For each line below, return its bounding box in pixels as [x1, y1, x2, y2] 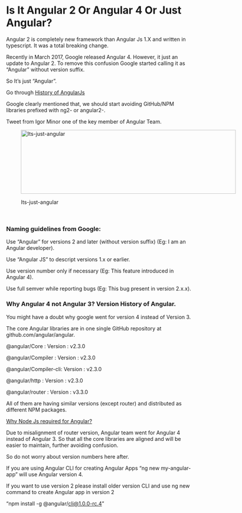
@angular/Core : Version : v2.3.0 [6, 342, 86, 349]
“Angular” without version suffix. [6, 66, 85, 73]
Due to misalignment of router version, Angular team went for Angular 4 [6, 429, 181, 436]
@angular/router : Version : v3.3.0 [6, 388, 89, 395]
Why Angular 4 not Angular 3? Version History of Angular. [6, 300, 176, 308]
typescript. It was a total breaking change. [6, 42, 109, 49]
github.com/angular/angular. [6, 331, 76, 338]
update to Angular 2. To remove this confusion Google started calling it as [6, 60, 185, 67]
